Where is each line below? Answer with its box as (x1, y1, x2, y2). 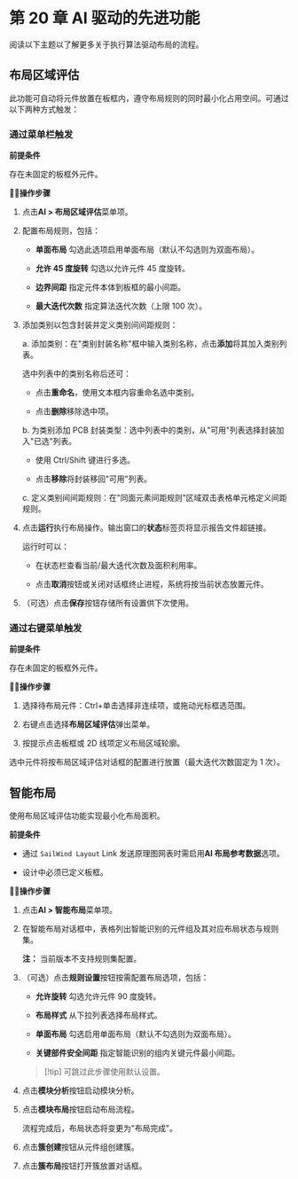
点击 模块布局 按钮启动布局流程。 (21, 1105, 139, 1115)
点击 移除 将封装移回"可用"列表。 (35, 473, 153, 484)
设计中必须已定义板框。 (21, 867, 108, 878)
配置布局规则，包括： (21, 225, 100, 236)
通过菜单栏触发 (9, 128, 74, 140)
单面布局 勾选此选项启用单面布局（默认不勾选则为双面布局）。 (35, 245, 260, 255)
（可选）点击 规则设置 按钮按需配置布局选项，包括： (21, 972, 209, 983)
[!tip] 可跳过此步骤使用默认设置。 (43, 1066, 166, 1077)
